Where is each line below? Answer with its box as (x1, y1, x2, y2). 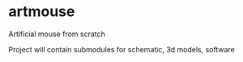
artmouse (8, 2, 75, 21)
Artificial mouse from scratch (8, 29, 105, 39)
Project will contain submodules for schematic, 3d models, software (8, 44, 235, 54)
